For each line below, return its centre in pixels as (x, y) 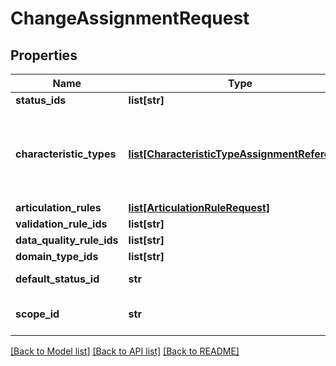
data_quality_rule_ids (67, 240)
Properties (44, 55)
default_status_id (57, 279)
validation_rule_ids (61, 224)
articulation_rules (58, 207)
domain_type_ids (57, 256)
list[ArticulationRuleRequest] (199, 207)
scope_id (37, 314)
